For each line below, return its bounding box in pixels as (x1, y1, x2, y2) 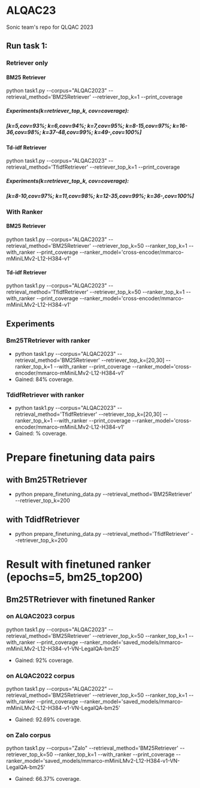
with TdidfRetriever (6, 514, 80, 525)
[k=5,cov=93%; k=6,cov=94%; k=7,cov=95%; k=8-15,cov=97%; (6, 122, 172, 130)
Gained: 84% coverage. (14, 376, 74, 383)
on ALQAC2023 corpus (6, 612, 75, 621)
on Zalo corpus (6, 731, 51, 739)
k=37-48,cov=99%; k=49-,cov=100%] (42, 128, 142, 136)
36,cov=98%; (6, 128, 42, 136)
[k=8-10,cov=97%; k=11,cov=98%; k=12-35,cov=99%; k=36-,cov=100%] (6, 193, 195, 200)
